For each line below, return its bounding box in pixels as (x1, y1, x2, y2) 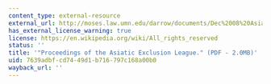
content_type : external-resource (8, 11, 121, 20)
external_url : (8, 19, 56, 27)
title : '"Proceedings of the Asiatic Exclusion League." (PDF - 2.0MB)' (8, 49, 258, 57)
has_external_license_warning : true (8, 26, 131, 34)
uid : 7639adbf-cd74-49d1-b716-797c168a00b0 (8, 57, 157, 65)
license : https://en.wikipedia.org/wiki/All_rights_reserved (8, 34, 219, 42)
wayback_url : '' (8, 64, 63, 72)
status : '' (8, 42, 45, 50)
